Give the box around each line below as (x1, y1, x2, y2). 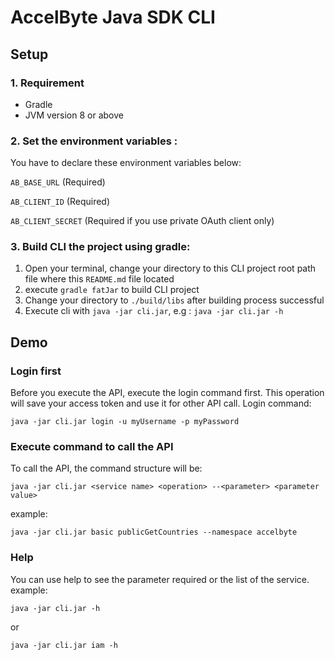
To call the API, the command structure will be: (10, 462, 203, 475)
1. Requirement (10, 76, 85, 90)
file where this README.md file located (24, 273, 175, 285)
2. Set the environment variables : (10, 134, 178, 148)
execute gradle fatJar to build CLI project (24, 284, 200, 296)
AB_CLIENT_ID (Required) (10, 196, 111, 208)
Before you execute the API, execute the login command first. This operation (10, 387, 325, 399)
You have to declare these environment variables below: (10, 157, 242, 169)
